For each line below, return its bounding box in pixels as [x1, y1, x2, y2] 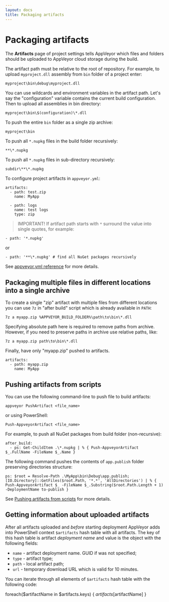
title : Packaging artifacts [5, 12, 65, 17]
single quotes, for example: [17, 226, 75, 232]
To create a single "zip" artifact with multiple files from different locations [5, 299, 157, 306]
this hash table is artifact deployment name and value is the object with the [5, 535, 161, 541]
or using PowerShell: [5, 412, 48, 419]
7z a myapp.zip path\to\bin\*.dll [5, 339, 78, 344]
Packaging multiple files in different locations [5, 278, 151, 287]
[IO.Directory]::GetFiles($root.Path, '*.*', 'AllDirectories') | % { [5, 478, 157, 483]
